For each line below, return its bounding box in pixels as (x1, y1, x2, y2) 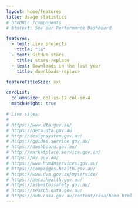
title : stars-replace (16, 57, 69, 63)
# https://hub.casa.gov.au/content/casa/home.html (6, 193, 133, 199)
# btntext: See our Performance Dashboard (6, 25, 112, 31)
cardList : (6, 89, 31, 96)
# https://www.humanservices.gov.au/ (6, 160, 99, 166)
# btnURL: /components (6, 19, 62, 25)
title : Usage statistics (6, 14, 67, 20)
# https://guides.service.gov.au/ (6, 139, 91, 145)
